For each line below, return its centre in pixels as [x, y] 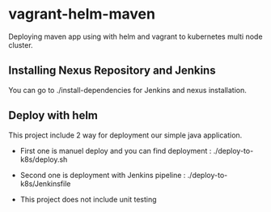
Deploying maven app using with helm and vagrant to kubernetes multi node [135, 36]
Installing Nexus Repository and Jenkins [112, 71]
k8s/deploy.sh [44, 159]
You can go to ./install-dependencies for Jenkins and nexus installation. [127, 90]
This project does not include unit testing [88, 199]
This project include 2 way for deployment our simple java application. [125, 135]
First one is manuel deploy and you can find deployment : [116, 151]
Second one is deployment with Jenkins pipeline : [103, 175]
